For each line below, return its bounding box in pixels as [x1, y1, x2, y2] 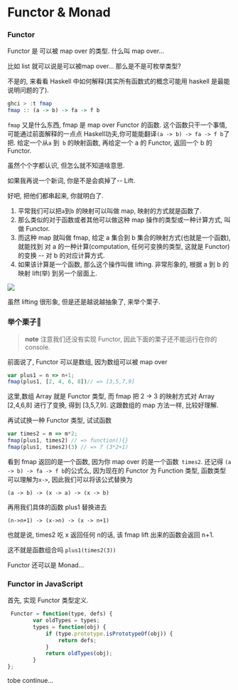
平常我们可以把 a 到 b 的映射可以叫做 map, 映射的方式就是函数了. [17, 207, 202, 215]
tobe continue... [7, 676, 53, 685]
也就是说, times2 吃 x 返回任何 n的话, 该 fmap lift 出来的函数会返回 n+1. [7, 530, 215, 539]
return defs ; [58, 637, 97, 644]
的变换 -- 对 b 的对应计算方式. [17, 251, 105, 260]
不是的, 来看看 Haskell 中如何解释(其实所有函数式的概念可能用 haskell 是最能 [7, 77, 230, 86]
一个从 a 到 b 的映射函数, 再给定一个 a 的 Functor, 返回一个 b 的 [29, 138, 212, 147]
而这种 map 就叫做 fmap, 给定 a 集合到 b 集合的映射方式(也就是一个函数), [17, 233, 231, 242]
